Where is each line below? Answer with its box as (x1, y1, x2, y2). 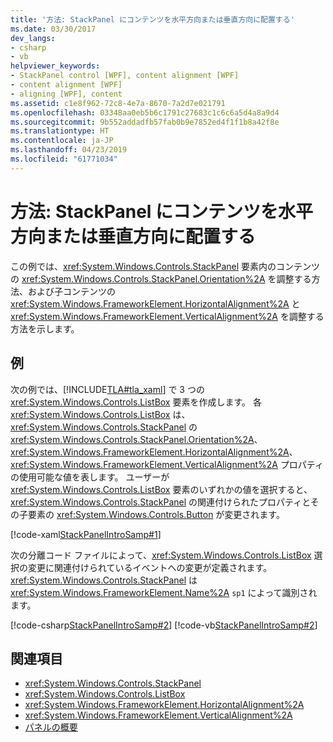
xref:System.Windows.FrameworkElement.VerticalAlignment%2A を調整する (10, 310, 325, 322)
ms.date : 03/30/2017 (10, 24, 97, 34)
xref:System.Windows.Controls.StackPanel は (10, 574, 198, 586)
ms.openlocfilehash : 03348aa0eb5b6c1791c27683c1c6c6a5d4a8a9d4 (10, 107, 280, 118)
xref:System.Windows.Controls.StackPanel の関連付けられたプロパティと (10, 496, 311, 508)
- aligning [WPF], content (10, 89, 123, 99)
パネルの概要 (24, 721, 78, 733)
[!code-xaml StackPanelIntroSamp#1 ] (10, 528, 162, 540)
